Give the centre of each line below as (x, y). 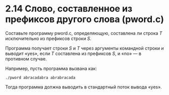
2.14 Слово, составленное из (69, 9)
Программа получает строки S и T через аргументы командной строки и (84, 48)
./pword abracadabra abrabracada (40, 77)
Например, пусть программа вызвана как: (51, 68)
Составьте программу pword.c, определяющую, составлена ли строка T (84, 33)
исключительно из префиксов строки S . (48, 38)
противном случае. (26, 58)
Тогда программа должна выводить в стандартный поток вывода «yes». (84, 87)
